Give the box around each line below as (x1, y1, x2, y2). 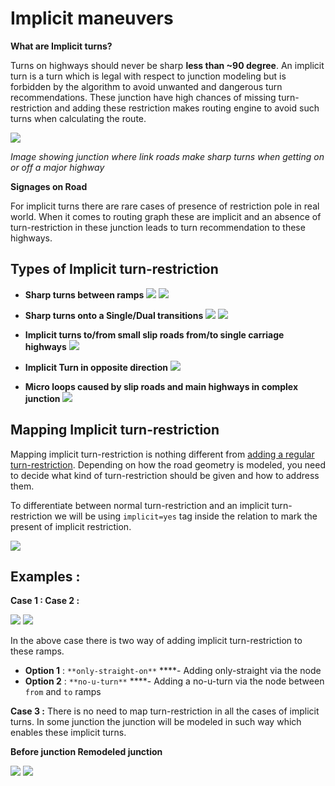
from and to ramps (24, 686, 102, 698)
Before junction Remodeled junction (10, 746, 163, 758)
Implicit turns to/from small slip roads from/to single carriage (24, 328, 285, 341)
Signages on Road (10, 180, 88, 192)
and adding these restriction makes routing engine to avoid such (54, 102, 320, 114)
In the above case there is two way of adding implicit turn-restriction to (10, 635, 303, 647)
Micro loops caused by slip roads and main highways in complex (24, 380, 299, 392)
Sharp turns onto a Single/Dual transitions (24, 309, 204, 321)
